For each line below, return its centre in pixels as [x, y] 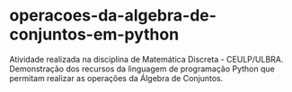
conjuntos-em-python [94, 34]
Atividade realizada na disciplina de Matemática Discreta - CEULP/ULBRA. [146, 59]
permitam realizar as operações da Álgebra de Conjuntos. [116, 78]
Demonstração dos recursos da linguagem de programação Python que [142, 69]
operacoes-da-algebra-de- [113, 16]
